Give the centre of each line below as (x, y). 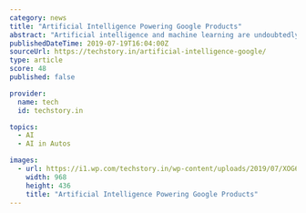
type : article (36, 60)
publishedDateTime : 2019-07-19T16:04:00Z (89, 43)
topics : (24, 127)
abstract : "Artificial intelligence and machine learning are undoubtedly (154, 35)
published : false (42, 77)
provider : (28, 93)
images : (24, 160)
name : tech (38, 102)
